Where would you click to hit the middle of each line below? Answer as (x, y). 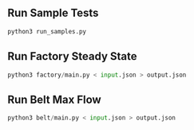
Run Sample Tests (53, 13)
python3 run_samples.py (47, 31)
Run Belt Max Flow (54, 99)
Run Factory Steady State (72, 56)
